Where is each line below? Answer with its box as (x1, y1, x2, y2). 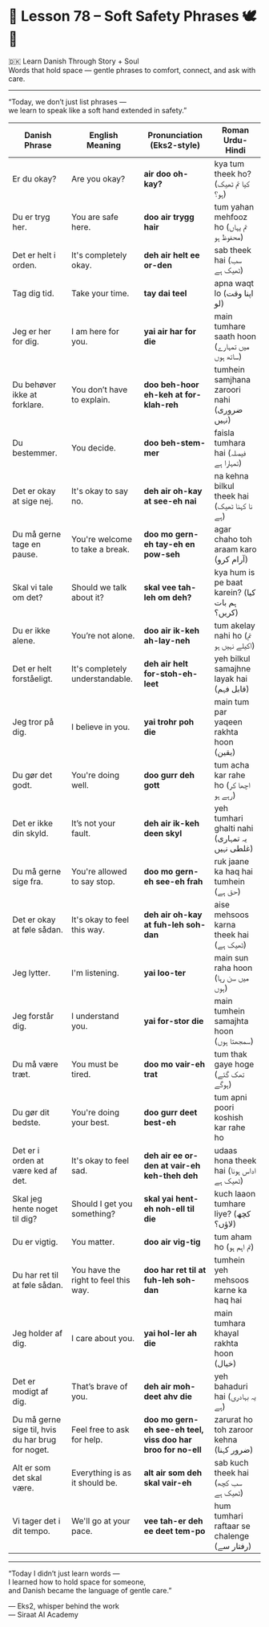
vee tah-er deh (143, 1515, 203, 1527)
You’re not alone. (71, 630, 135, 641)
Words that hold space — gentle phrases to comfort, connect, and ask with (8, 65, 256, 75)
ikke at (12, 389, 38, 400)
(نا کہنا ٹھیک (214, 500, 253, 512)
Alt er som (12, 1462, 51, 1473)
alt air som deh (143, 1467, 203, 1478)
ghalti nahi (214, 822, 254, 834)
